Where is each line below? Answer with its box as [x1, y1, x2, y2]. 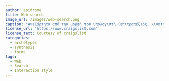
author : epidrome [5, 7, 42, 13]
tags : [5, 54, 17, 59]
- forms [10, 49, 26, 54]
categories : [5, 36, 30, 41]
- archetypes [10, 40, 37, 45]
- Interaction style [10, 68, 53, 73]
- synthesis [10, 45, 35, 50]
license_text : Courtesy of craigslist [5, 31, 87, 36]
